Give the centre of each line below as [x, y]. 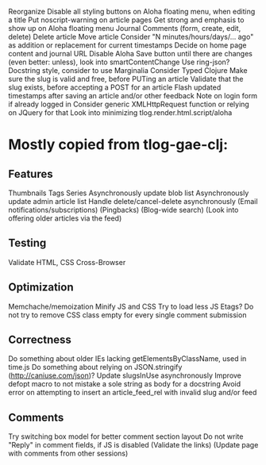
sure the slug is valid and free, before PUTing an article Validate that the [126, 79]
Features [31, 174]
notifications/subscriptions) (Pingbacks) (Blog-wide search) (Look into [123, 210]
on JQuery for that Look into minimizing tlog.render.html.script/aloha [120, 113]
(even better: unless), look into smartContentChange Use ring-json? [119, 62]
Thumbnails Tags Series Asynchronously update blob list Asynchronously [129, 193]
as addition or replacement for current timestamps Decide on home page [128, 45]
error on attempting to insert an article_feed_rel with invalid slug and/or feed [133, 393]
